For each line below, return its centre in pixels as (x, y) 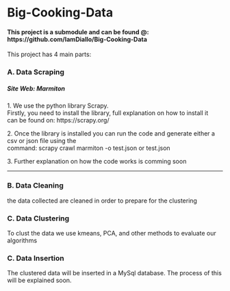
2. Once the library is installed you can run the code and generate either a (111, 134)
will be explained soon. (39, 280)
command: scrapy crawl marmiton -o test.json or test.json (89, 148)
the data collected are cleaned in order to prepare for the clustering (102, 201)
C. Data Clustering (38, 218)
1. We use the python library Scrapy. (58, 106)
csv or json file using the (42, 141)
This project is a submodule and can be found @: (78, 31)
